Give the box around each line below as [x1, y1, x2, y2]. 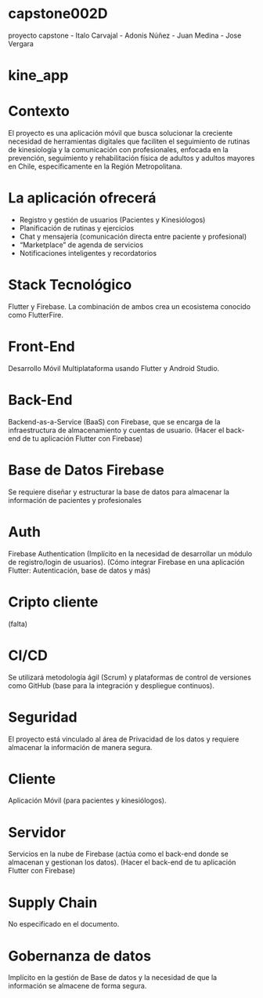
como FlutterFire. [8, 310, 64, 319]
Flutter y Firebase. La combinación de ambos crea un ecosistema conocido [8, 301, 251, 311]
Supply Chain [8, 894, 98, 911]
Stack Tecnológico [8, 276, 132, 294]
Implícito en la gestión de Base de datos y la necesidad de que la [8, 973, 218, 982]
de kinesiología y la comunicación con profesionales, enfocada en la [8, 145, 229, 155]
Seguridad [8, 708, 77, 726]
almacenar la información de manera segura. [8, 742, 153, 752]
